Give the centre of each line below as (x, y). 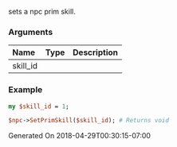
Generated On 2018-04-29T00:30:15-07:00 (80, 136)
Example (26, 90)
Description (95, 52)
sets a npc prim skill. (42, 12)
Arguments (31, 32)
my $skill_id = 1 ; (39, 106)
